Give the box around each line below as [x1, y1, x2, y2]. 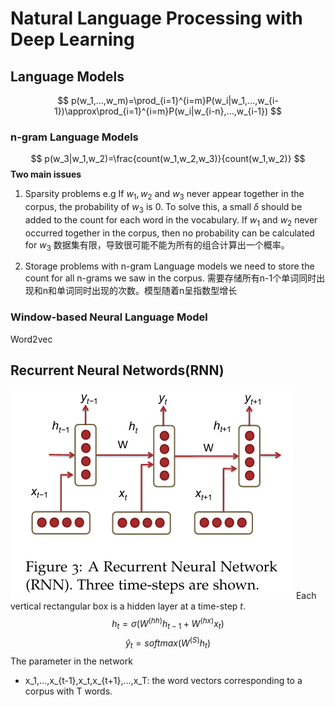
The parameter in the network [10, 655, 133, 667]
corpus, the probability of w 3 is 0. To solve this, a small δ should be [24, 201, 303, 215]
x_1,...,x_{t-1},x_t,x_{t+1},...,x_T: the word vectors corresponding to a [24, 674, 303, 686]
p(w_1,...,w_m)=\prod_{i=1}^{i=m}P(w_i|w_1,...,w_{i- [71, 95, 279, 106]
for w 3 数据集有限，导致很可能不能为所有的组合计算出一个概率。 [24, 238, 290, 253]
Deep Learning [10, 28, 135, 51]
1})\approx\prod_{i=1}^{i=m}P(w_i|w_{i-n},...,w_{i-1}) [53, 105, 269, 117]
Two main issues [10, 168, 82, 181]
